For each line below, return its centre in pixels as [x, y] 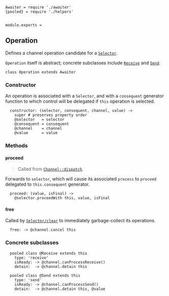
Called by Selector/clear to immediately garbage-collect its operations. [80, 221]
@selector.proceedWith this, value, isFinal [62, 198]
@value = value [36, 133]
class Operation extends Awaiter [41, 72]
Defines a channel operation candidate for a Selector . [62, 53]
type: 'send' [28, 280]
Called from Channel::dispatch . [50, 169]
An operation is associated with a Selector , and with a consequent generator [84, 96]
